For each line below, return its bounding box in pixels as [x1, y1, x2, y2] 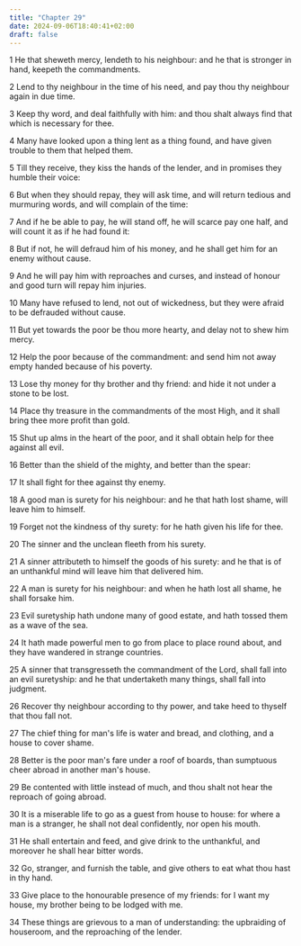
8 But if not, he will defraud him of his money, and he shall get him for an [9, 244, 279, 255]
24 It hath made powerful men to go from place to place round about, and [9, 637, 282, 648]
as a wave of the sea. [9, 620, 88, 631]
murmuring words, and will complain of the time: [9, 199, 189, 210]
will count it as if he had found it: [9, 226, 130, 237]
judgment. [9, 683, 48, 694]
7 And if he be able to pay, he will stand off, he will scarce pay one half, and [9, 217, 289, 228]
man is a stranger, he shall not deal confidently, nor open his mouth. [9, 818, 261, 829]
